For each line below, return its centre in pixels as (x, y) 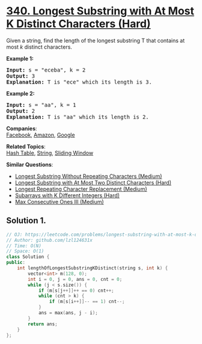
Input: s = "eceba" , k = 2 (46, 70)
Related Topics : (26, 146)
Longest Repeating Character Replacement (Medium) (81, 189)
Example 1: (20, 58)
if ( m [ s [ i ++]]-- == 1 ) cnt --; (87, 302)
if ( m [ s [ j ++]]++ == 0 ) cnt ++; (76, 290)
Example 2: (20, 93)
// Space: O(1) (25, 251)
